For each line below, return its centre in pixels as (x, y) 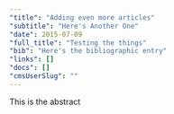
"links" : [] (32, 59)
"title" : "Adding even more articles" (82, 18)
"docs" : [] (30, 68)
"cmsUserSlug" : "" (44, 76)
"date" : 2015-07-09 (46, 34)
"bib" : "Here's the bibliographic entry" (88, 51)
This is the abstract (45, 101)
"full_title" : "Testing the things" (78, 43)
